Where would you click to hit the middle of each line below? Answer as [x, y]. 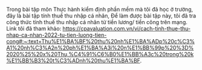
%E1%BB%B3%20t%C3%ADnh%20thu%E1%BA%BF [73, 61]
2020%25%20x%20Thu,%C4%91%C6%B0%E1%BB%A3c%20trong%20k [100, 54]
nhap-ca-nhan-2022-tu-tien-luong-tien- [57, 35]
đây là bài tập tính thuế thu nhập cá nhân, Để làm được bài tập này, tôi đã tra [101, 16]
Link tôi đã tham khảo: [34, 28]
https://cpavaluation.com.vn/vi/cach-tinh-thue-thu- [127, 28]
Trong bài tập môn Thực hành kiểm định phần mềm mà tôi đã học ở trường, [100, 9]
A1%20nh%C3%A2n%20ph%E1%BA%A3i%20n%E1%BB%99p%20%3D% [100, 48]
